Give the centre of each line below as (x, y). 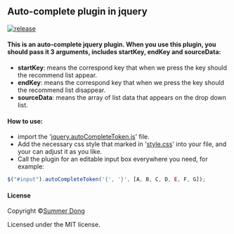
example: (31, 167)
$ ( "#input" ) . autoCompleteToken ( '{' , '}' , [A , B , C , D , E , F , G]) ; (106, 180)
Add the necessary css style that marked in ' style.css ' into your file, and (122, 144)
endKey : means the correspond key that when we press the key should (121, 83)
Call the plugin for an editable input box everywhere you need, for (113, 159)
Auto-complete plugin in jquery (77, 12)
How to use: (25, 121)
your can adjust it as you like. (60, 152)
